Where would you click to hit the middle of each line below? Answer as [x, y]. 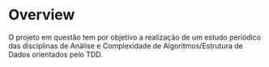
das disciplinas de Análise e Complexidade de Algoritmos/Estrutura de [126, 45]
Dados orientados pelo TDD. [56, 54]
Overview [42, 15]
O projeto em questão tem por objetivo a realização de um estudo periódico [135, 37]
